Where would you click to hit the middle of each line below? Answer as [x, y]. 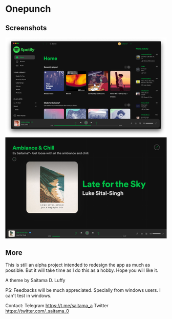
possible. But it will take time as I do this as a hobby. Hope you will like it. [82, 270]
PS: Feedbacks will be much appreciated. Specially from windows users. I [83, 290]
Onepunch [28, 9]
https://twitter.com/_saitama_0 [37, 311]
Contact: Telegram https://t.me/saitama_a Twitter [57, 306]
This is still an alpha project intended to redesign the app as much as [78, 265]
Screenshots [26, 28]
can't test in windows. [28, 296]
